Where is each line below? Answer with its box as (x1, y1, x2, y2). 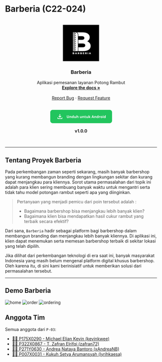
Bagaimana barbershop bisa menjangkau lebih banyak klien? (24, 208, 145, 214)
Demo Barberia (5, 287, 51, 295)
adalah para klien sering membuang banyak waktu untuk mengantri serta (5, 184, 150, 190)
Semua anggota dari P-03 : (5, 326, 56, 332)
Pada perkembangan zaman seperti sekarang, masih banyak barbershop (5, 169, 150, 175)
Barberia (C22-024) (5, 3, 86, 15)
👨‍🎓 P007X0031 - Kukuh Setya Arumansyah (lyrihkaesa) (12, 351, 122, 357)
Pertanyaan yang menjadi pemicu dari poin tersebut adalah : (16, 199, 136, 205)
